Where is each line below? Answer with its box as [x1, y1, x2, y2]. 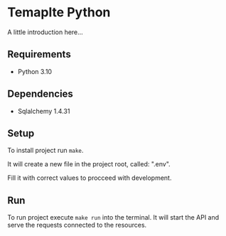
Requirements [7, 48, 71, 60]
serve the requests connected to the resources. [7, 221, 147, 230]
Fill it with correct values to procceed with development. [7, 173, 172, 182]
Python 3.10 [17, 67, 52, 75]
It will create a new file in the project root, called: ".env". [7, 160, 171, 168]
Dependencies [7, 88, 73, 100]
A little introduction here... [7, 28, 83, 36]
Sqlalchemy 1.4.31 [17, 107, 70, 115]
